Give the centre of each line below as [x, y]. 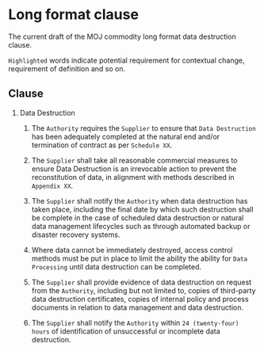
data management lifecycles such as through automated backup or [141, 226]
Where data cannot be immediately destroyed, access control [132, 250]
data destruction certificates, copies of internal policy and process [140, 299]
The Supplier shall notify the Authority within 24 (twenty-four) [135, 322]
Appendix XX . [52, 185]
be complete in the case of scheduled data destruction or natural [138, 217]
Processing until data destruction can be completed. [117, 266]
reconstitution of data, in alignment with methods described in [133, 177]
